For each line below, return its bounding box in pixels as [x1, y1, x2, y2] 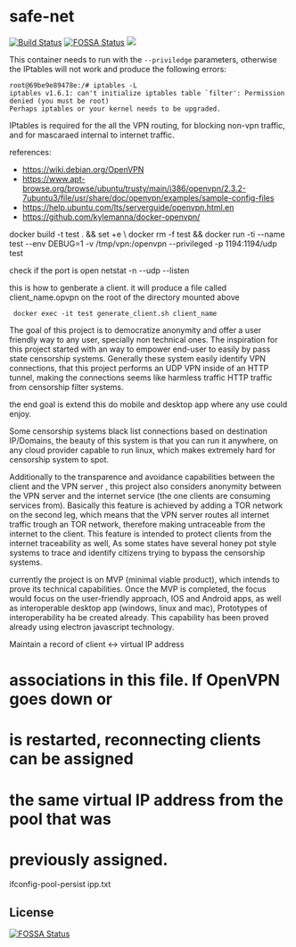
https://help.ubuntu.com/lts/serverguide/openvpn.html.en [21, 202, 234, 212]
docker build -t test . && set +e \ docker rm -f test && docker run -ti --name [9, 228, 285, 239]
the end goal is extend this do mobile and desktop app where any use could [9, 399, 288, 410]
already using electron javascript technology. [9, 621, 175, 632]
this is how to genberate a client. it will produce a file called [9, 282, 227, 293]
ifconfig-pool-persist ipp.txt [9, 879, 111, 890]
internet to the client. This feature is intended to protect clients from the [9, 528, 272, 539]
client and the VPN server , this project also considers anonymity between [9, 480, 282, 492]
